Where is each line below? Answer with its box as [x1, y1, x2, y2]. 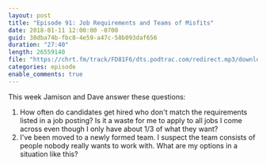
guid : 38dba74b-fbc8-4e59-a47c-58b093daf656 [8, 33, 158, 42]
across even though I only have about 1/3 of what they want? [19, 124, 218, 133]
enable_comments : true [8, 70, 83, 78]
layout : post [8, 11, 51, 20]
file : [8, 56, 26, 64]
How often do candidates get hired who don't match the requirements [19, 107, 248, 117]
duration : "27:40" [8, 41, 69, 49]
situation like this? [19, 149, 78, 159]
